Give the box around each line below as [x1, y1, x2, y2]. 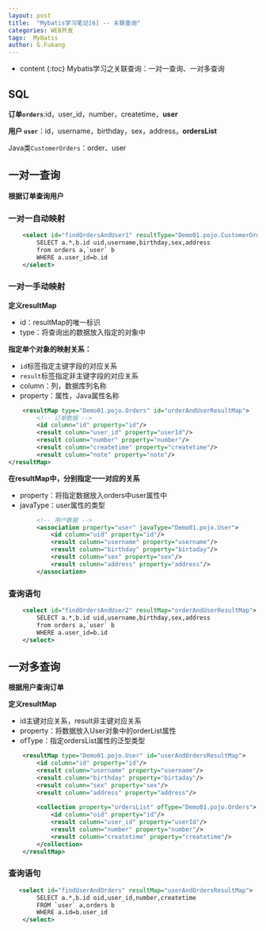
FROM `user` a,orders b [36, 901, 115, 909]
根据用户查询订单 [8, 683, 64, 692]
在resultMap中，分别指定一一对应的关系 [8, 473, 140, 483]
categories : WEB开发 [8, 26, 74, 34]
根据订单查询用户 [8, 191, 64, 201]
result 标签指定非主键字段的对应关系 [19, 370, 139, 381]
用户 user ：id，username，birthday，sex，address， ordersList [8, 126, 218, 136]
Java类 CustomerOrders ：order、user [8, 143, 127, 152]
